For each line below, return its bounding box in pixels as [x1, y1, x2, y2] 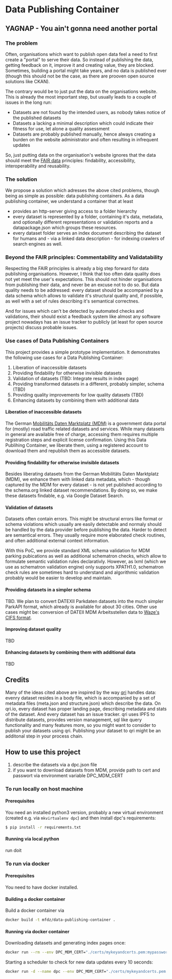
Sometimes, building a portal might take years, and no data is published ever [5, 67, 167, 73]
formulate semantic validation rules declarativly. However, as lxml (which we [5, 558, 166, 564]
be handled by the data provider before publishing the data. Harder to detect [5, 526, 167, 533]
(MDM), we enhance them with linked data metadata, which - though [5, 476, 150, 482]
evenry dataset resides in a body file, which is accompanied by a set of [5, 694, 156, 701]
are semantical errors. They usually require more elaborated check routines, [5, 532, 166, 538]
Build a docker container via [5, 908, 64, 914]
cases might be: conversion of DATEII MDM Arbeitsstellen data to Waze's [5, 609, 160, 615]
